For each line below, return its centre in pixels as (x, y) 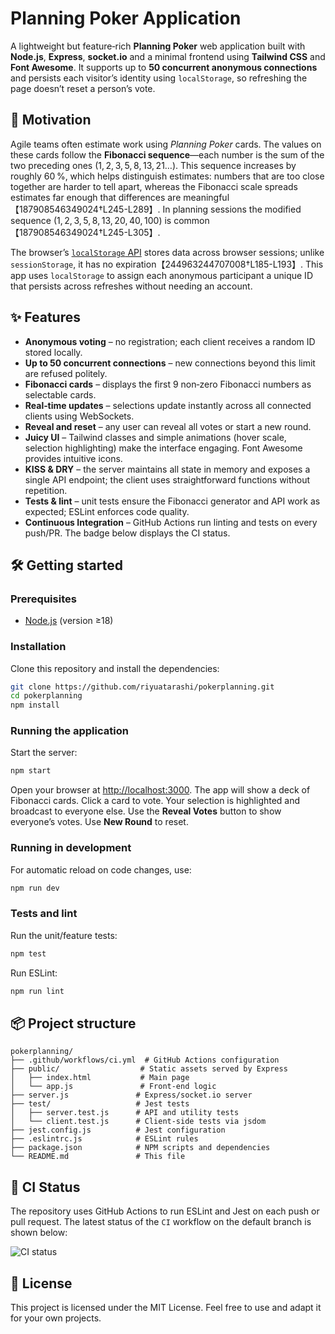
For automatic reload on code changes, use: (101, 869)
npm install (35, 705)
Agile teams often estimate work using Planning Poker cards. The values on (166, 144)
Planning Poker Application (126, 18)
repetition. (46, 490)
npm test (28, 953)
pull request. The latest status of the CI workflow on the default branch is (161, 1222)
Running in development (71, 848)
